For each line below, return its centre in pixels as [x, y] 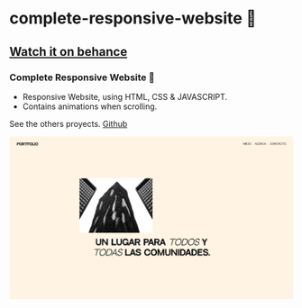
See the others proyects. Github [69, 123]
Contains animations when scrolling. [90, 106]
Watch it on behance [69, 52]
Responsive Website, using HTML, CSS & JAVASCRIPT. [125, 96]
